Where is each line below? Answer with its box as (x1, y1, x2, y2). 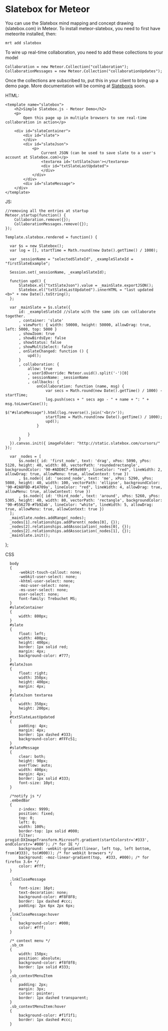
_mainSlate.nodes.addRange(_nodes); (10, 515, 86, 520)
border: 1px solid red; (18, 644, 69, 650)
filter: (18, 833, 35, 838)
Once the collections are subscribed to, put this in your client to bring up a (5, 77, 159, 83)
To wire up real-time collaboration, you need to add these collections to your (5, 49, 163, 55)
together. (5, 313, 26, 319)
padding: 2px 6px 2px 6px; (18, 903, 75, 908)
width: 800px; (18, 613, 49, 618)
